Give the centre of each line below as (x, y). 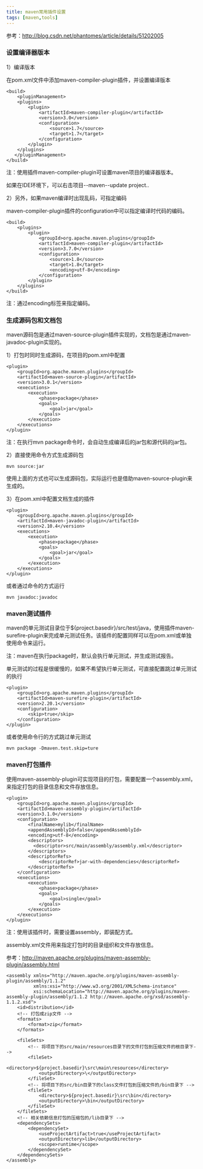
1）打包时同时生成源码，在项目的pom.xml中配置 (66, 355)
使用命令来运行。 (27, 643)
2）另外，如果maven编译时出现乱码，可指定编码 (66, 198)
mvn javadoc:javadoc (32, 598)
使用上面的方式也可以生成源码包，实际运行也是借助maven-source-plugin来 (99, 478)
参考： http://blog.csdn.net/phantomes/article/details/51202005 (85, 35)
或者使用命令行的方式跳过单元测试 (49, 737)
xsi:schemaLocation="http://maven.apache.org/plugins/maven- (111, 991)
